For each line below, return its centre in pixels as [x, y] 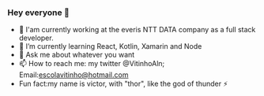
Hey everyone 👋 [39, 13]
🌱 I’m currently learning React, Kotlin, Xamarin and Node [110, 46]
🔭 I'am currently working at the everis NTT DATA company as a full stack [137, 30]
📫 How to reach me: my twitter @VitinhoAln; [92, 64]
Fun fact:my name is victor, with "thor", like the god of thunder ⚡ [123, 84]
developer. [36, 38]
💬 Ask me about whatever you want [77, 55]
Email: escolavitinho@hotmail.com [74, 75]
